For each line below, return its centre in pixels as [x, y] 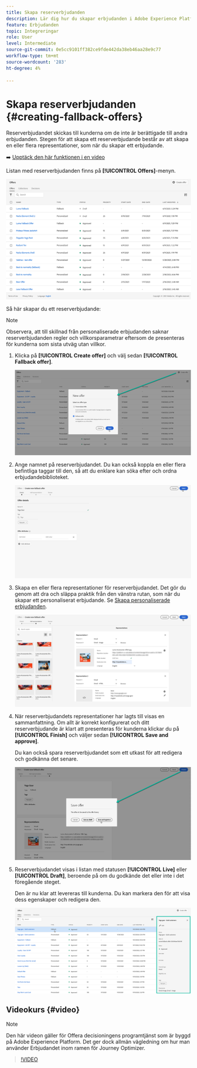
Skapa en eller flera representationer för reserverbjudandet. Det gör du [100, 587]
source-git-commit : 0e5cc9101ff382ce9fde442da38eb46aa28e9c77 [84, 50]
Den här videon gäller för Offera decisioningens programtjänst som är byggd [98, 1035]
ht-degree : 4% [23, 68]
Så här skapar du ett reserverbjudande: [54, 309]
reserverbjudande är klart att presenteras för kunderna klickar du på [97, 729]
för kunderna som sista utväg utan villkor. [56, 344]
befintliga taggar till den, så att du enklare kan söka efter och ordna [96, 471]
